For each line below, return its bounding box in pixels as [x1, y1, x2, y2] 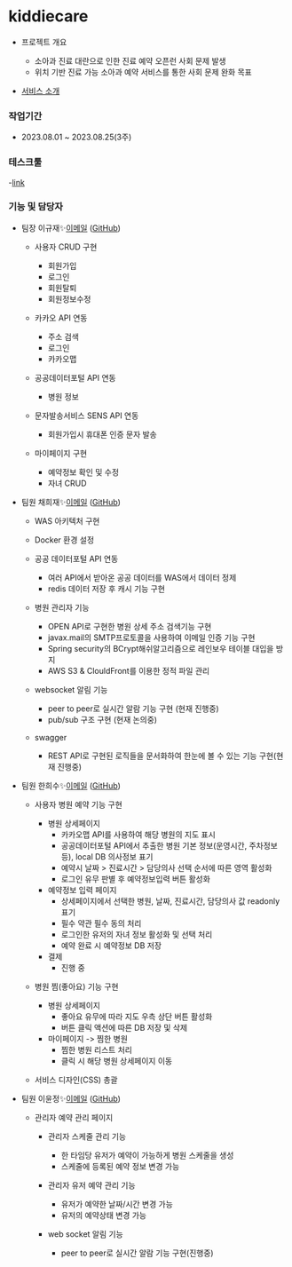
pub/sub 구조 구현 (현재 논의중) [47, 714, 157, 725]
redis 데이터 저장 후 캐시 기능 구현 [47, 583, 166, 594]
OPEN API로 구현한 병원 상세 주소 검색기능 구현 [47, 621, 212, 631]
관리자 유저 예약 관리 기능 [47, 1179, 136, 1191]
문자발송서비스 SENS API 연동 [34, 410, 139, 421]
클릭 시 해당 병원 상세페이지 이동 [60, 1055, 173, 1066]
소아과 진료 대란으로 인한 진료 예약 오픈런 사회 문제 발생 [34, 55, 227, 66]
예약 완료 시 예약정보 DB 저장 [60, 939, 162, 951]
